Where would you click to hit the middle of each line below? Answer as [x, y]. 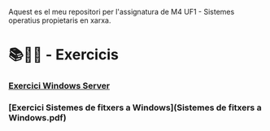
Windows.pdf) [37, 118]
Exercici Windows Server [59, 86]
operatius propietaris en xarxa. [60, 20]
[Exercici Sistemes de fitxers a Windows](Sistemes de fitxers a [135, 107]
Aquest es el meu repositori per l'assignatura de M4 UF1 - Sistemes [122, 12]
